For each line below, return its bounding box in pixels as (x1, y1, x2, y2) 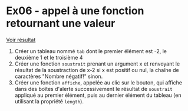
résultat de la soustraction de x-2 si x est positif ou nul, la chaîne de (14, 66, 179, 73)
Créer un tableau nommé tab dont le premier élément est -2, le (14, 47, 167, 54)
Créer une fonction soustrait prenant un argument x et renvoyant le (14, 60, 180, 67)
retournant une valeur (6, 17, 116, 30)
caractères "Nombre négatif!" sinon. (14, 73, 103, 80)
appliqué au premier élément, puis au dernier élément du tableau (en (14, 92, 182, 99)
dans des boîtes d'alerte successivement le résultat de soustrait (14, 85, 173, 92)
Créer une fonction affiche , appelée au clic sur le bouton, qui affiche (14, 79, 183, 86)
